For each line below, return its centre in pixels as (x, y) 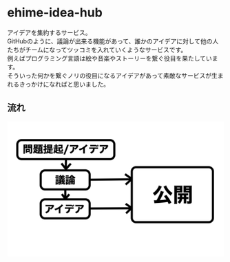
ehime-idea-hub (55, 13)
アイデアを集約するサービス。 (49, 32)
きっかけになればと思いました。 (64, 84)
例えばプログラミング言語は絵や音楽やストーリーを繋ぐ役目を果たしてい (109, 58)
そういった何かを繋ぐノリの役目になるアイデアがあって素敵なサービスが (109, 75)
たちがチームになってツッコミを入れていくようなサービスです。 (97, 50)
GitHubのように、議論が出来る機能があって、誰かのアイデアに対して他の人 (113, 41)
